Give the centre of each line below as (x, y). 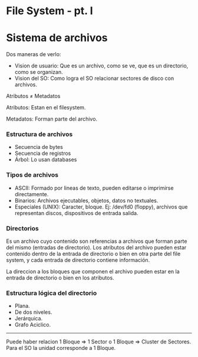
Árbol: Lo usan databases (46, 160)
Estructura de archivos (39, 134)
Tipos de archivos (32, 175)
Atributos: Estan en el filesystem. (46, 108)
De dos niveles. (33, 312)
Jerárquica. (29, 319)
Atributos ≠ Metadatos (33, 96)
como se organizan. (39, 72)
